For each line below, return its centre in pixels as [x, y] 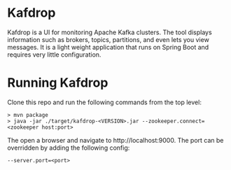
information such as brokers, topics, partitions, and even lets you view [108, 39]
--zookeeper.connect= [173, 121]
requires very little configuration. [54, 55]
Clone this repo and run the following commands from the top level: [104, 102]
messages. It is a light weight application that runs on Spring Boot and [108, 47]
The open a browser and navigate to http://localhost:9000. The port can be [115, 140]
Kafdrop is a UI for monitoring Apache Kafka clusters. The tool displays [110, 32]
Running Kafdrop [58, 83]
